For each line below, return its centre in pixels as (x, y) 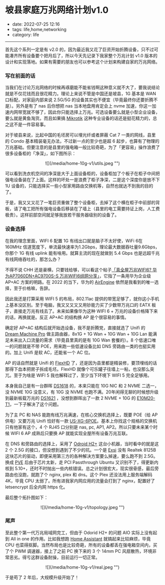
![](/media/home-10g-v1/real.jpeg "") (82, 567)
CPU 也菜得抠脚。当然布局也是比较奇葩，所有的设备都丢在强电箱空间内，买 (81, 545)
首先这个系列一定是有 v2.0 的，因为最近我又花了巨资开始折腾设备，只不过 (80, 49)
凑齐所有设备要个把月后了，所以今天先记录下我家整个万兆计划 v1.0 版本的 (83, 55)
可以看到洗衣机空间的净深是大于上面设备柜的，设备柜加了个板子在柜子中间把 (82, 174)
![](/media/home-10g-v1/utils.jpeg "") (82, 163)
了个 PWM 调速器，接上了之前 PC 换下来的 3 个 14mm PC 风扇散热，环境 (79, 551)
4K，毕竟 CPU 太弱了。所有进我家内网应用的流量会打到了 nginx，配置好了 (80, 481)
